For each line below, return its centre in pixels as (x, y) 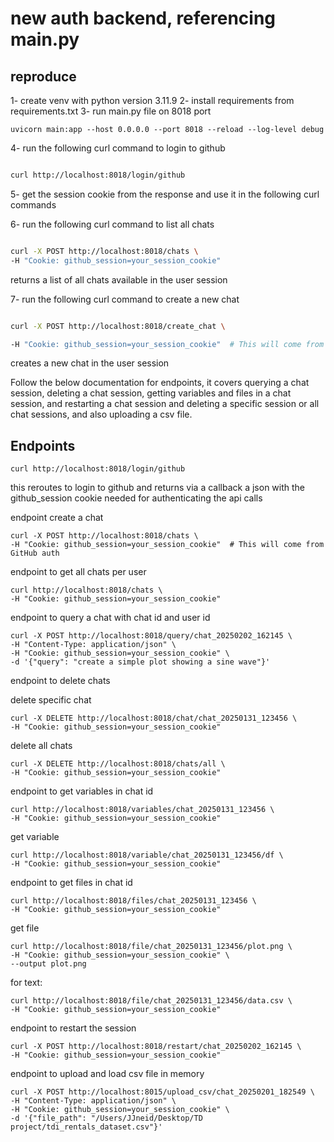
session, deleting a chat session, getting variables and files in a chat (151, 393)
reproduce (43, 76)
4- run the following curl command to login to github (118, 148)
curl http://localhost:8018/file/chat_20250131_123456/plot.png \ (151, 947)
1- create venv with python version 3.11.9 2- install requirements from (152, 100)
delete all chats (41, 746)
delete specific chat (51, 700)
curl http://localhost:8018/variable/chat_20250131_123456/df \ (147, 855)
